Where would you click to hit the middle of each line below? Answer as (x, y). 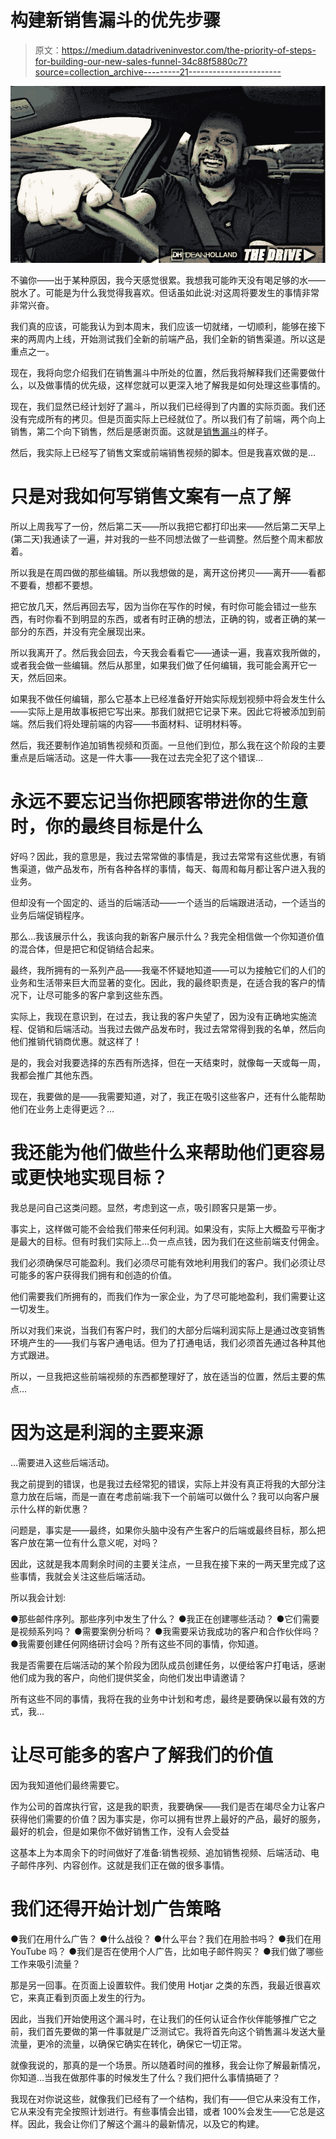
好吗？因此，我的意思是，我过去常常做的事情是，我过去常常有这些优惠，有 (163, 856)
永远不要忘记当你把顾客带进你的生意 (159, 802)
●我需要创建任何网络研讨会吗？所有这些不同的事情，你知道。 (137, 1643)
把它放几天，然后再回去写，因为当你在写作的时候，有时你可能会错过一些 (159, 606)
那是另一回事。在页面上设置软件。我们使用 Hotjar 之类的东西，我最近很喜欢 (165, 1985)
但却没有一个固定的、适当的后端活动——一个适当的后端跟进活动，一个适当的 (168, 902)
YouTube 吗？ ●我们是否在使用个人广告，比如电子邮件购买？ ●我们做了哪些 (167, 1951)
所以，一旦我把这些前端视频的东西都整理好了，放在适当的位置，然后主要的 (163, 1376)
